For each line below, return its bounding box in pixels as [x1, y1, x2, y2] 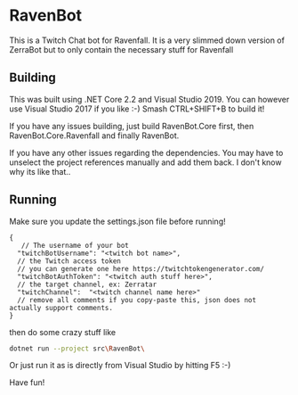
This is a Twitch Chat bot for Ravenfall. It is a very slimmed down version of [9, 35, 285, 45]
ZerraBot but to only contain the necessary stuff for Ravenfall [9, 44, 234, 54]
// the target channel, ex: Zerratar [17, 280, 157, 289]
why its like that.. [9, 166, 71, 177]
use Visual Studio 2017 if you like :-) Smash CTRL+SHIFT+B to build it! [9, 103, 265, 114]
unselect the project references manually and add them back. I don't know [9, 157, 282, 168]
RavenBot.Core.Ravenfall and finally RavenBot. [9, 130, 180, 141]
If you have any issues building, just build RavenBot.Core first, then [9, 120, 254, 131]
